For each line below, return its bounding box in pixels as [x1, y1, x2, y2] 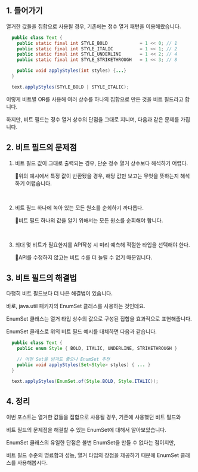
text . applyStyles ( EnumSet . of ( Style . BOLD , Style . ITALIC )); [11, 378, 159, 384]
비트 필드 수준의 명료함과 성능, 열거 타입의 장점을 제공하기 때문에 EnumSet [6, 451, 179, 459]
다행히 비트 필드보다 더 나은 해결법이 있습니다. [6, 290, 113, 297]
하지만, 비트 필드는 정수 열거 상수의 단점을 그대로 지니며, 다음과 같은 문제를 [6, 115, 180, 123]
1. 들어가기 [6, 5, 43, 16]
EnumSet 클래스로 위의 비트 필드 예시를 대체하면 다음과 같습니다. [6, 328, 157, 335]
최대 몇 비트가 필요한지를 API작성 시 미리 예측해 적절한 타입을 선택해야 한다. [14, 241, 190, 248]
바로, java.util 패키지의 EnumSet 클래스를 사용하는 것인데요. [6, 303, 146, 310]
